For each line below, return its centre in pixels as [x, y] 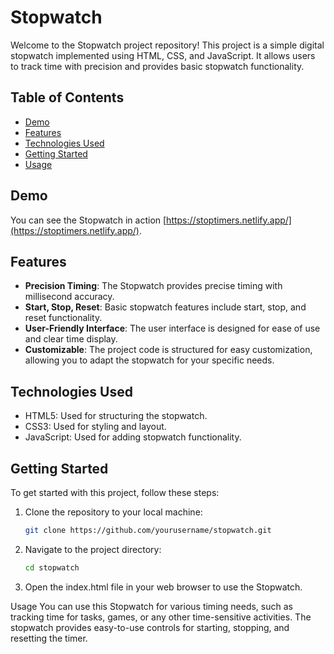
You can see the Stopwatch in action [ [88, 220]
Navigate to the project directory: [93, 549]
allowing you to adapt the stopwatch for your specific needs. [149, 360]
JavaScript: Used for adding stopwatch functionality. [133, 437]
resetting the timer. [49, 638]
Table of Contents [67, 97]
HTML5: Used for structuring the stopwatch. [116, 416]
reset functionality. [63, 318]
